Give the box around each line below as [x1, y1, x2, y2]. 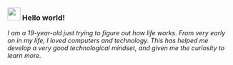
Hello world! [21, 13, 66, 23]
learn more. [7, 52, 41, 60]
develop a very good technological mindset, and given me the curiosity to [7, 44, 225, 52]
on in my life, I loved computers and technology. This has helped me [7, 36, 209, 45]
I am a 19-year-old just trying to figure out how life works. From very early [7, 29, 226, 37]
